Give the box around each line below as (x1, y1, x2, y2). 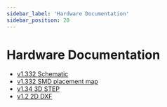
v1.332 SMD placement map (16, 78, 99, 86)
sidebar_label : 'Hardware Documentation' (6, 10, 130, 17)
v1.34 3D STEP (16, 85, 60, 93)
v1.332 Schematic (16, 70, 69, 78)
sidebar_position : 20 (6, 17, 70, 24)
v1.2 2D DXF (16, 92, 53, 101)
